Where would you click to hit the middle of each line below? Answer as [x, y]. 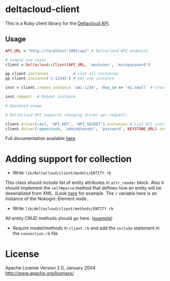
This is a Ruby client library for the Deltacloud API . [58, 23]
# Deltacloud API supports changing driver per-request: [67, 115]
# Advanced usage [24, 106]
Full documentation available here [40, 138]
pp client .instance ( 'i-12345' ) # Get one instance [60, 79]
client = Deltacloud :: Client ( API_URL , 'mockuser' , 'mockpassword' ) [78, 65]
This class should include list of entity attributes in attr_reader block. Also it [85, 182]
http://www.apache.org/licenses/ [40, 273]
